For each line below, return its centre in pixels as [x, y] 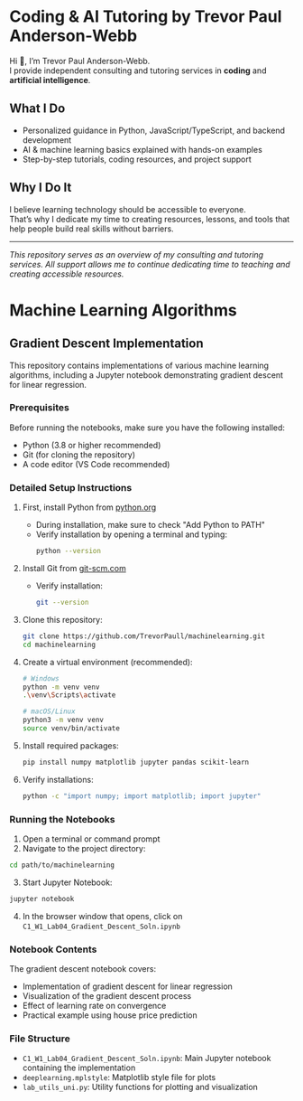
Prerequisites [39, 408]
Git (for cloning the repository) [79, 455]
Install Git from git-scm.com [74, 569]
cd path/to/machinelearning [62, 865]
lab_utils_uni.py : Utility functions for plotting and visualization [140, 1087]
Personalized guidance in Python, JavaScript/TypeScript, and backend [154, 130]
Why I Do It [41, 188]
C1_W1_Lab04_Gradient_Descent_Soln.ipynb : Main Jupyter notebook [147, 1059]
